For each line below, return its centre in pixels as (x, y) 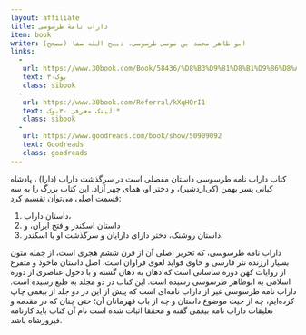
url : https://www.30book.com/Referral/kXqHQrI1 (114, 102)
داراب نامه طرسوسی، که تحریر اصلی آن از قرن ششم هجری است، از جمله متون (146, 252)
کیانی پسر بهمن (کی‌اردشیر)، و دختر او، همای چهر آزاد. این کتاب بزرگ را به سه (142, 188)
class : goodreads (55, 153)
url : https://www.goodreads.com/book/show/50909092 (122, 136)
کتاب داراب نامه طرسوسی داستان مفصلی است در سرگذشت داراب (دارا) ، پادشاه (148, 179)
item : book (31, 34)
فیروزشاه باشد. (36, 320)
